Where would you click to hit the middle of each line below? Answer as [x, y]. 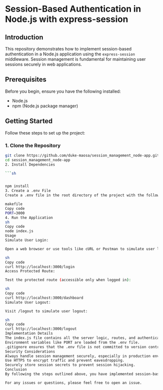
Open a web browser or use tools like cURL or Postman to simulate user [80, 249]
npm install [17, 186]
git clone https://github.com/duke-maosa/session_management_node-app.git [82, 155]
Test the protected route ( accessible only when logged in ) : [68, 280]
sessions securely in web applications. [44, 64]
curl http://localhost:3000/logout [41, 329]
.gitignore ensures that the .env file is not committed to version [76, 347]
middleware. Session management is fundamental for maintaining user [75, 59]
